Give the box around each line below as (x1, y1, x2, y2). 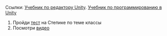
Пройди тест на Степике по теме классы (12, 20, 102, 25)
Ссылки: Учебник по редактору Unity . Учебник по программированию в (5, 5, 162, 10)
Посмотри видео (12, 25, 50, 31)
